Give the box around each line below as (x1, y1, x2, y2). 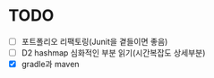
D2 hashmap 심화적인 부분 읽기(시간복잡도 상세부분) (21, 48, 206, 58)
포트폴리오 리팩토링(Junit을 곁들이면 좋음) (21, 36, 168, 47)
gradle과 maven (21, 59, 80, 70)
